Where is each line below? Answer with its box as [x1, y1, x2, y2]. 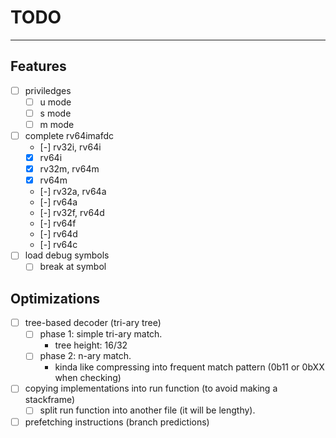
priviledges [24, 84, 72, 96]
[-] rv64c [39, 239, 78, 251]
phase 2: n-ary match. [39, 350, 132, 362]
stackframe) [24, 394, 76, 406]
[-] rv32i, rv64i [39, 141, 102, 153]
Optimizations [10, 290, 100, 307]
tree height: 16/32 [54, 339, 128, 351]
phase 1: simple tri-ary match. [39, 328, 163, 340]
